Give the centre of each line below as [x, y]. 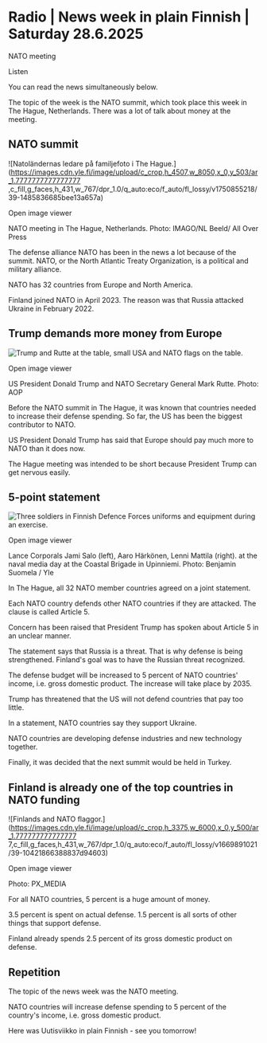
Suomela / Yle [31, 573]
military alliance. [35, 269]
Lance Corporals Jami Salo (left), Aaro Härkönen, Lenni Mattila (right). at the [133, 556]
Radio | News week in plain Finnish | [129, 17]
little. [16, 708]
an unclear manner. [40, 636]
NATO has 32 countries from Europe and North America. [101, 284]
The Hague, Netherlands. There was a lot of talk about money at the [120, 111]
